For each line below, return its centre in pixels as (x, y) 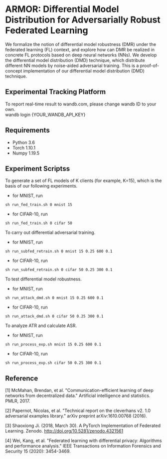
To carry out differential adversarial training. (50, 232)
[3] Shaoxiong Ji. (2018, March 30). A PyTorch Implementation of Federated (83, 425)
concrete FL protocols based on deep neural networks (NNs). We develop (81, 55)
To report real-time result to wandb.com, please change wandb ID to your (81, 104)
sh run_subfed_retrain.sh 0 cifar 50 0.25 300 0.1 (59, 270)
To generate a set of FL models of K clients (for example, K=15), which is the (83, 180)
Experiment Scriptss (38, 168)
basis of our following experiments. (41, 186)
